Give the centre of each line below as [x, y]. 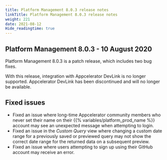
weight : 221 [18, 19]
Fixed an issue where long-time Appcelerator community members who [87, 115]
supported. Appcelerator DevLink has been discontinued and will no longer [83, 82]
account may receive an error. [43, 152]
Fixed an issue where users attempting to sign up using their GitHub [82, 147]
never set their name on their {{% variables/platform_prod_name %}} [84, 120]
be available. [18, 87]
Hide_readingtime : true [30, 29]
